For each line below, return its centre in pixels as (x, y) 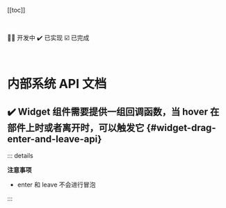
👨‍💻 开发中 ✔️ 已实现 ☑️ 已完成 (48, 38)
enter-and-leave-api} (55, 139)
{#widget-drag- (181, 128)
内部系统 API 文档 (57, 84)
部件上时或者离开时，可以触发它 (76, 128)
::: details (20, 156)
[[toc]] (16, 10)
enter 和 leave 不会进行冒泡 (56, 184)
